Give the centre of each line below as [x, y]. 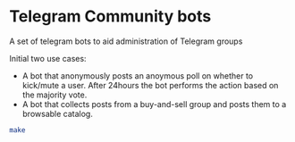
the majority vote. [55, 95]
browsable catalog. [58, 113]
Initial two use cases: [48, 58]
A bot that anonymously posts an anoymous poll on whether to [138, 75]
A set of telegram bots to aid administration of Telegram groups [126, 41]
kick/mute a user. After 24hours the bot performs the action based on [150, 85]
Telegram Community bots [110, 17]
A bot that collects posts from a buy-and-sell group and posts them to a [154, 104]
